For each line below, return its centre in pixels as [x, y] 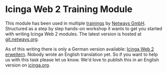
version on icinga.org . [28, 65]
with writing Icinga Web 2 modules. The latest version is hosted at [73, 34]
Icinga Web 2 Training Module [69, 9]
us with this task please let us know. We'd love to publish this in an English [82, 59]
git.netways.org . [22, 39]
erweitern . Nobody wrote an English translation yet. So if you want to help [81, 54]
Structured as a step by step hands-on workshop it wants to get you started [84, 28]
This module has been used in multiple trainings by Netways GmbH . [75, 23]
